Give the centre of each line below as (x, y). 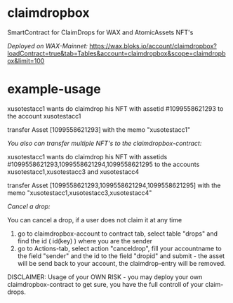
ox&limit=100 (26, 60)
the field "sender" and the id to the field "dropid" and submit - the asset (121, 256)
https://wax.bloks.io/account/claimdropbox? (153, 46)
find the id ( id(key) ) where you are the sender (85, 241)
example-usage (54, 89)
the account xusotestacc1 (44, 116)
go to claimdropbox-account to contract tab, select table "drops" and (118, 234)
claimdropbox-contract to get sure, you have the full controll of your (106, 284)
